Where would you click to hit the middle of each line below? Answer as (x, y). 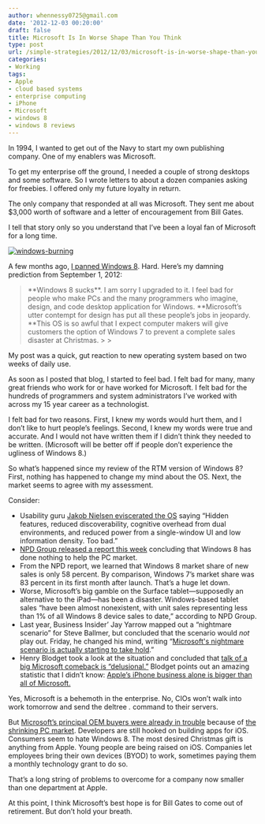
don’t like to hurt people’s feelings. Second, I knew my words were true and (130, 427)
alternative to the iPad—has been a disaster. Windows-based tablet (129, 599)
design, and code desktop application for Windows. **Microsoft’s (134, 306)
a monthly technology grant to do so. (68, 764)
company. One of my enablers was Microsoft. (82, 156)
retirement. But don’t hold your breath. (70, 811)
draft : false (30, 30)
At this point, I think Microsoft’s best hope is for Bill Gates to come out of (125, 803)
